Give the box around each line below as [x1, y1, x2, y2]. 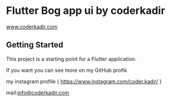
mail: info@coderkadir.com [6, 89, 69, 96]
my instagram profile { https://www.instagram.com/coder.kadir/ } [6, 78, 162, 85]
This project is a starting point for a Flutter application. [6, 55, 137, 62]
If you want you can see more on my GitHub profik [6, 67, 127, 74]
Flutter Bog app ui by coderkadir [6, 4, 165, 17]
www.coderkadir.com [6, 23, 58, 30]
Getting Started [6, 40, 64, 50]
